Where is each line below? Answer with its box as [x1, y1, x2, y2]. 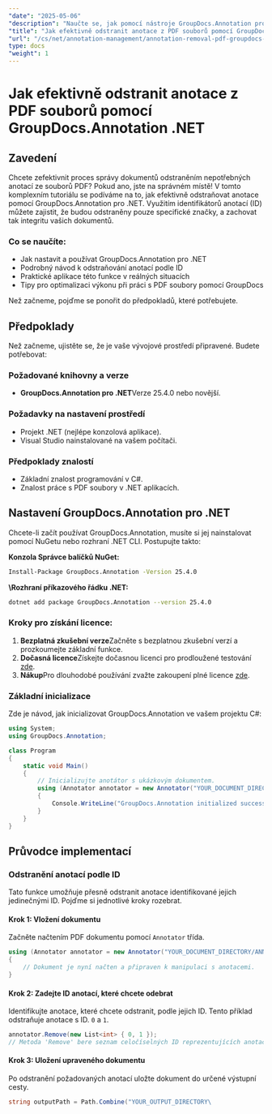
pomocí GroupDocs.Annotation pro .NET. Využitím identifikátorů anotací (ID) [8, 199, 263, 208]
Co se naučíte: [8, 236, 66, 247]
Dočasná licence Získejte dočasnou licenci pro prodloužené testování [19, 653, 252, 662]
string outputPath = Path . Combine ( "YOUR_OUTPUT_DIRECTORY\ [8, 1098, 212, 1107]
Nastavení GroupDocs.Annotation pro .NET [8, 506, 231, 520]
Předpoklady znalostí [8, 456, 94, 467]
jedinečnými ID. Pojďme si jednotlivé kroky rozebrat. [8, 896, 182, 906]
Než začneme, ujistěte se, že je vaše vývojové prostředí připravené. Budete [8, 341, 260, 351]
